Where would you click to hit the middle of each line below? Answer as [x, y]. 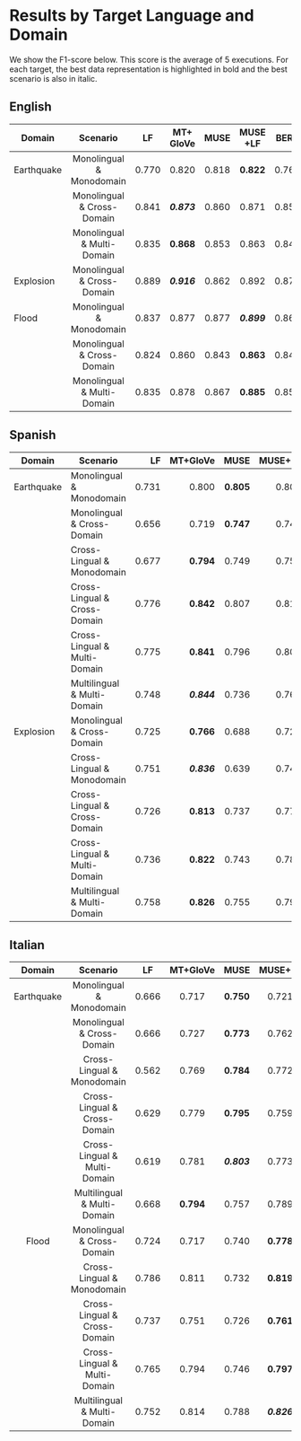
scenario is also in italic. [53, 78]
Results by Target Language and [132, 16]
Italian [27, 945]
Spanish [33, 435]
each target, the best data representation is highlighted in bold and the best [149, 69]
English [30, 107]
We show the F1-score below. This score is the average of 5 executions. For [149, 59]
